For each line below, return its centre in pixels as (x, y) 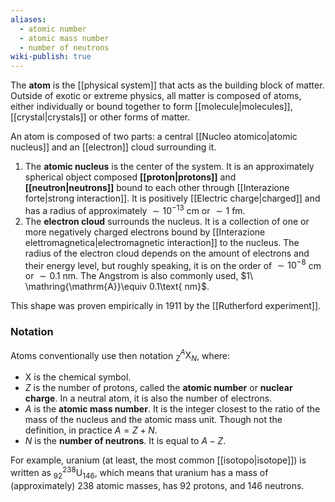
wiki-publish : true (51, 57)
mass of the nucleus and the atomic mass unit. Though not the (153, 420)
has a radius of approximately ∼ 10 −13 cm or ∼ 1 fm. (135, 209)
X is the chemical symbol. (78, 377)
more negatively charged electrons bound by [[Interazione (145, 232)
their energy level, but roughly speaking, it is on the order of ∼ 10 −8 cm (173, 264)
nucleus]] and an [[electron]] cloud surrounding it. (113, 147)
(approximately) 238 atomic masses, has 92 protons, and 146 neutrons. (157, 485)
